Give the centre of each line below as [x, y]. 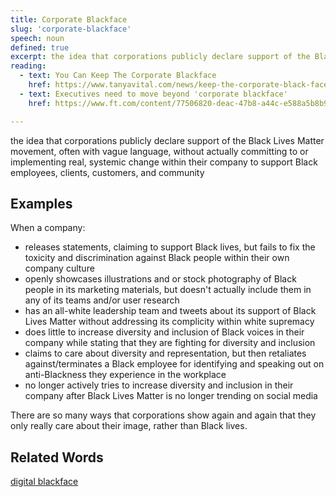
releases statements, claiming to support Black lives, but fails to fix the [170, 247]
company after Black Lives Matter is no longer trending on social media [171, 396]
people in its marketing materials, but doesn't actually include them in [168, 290]
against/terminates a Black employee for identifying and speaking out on [174, 364]
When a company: [48, 228]
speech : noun [37, 38]
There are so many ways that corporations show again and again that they [163, 415]
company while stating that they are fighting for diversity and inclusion [170, 343]
